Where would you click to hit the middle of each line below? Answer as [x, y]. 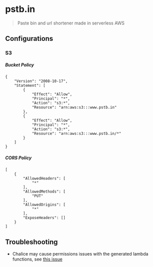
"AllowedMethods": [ [44, 192]
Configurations [29, 39]
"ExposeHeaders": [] [44, 218]
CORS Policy [18, 158]
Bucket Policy [20, 65]
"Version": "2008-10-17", [41, 81]
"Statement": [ [30, 86]
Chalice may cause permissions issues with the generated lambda [80, 254]
